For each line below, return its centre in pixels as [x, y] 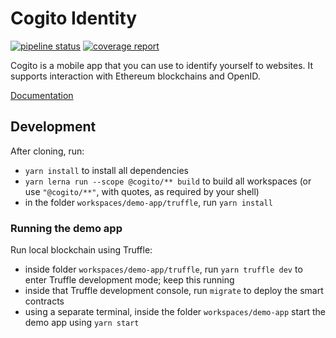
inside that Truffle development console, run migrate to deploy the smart [174, 291]
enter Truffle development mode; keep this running [129, 280]
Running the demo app [66, 228]
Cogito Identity [74, 18]
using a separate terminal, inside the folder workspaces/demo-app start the [175, 312]
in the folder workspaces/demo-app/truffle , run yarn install [148, 202]
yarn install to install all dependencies [106, 170]
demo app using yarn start [82, 323]
